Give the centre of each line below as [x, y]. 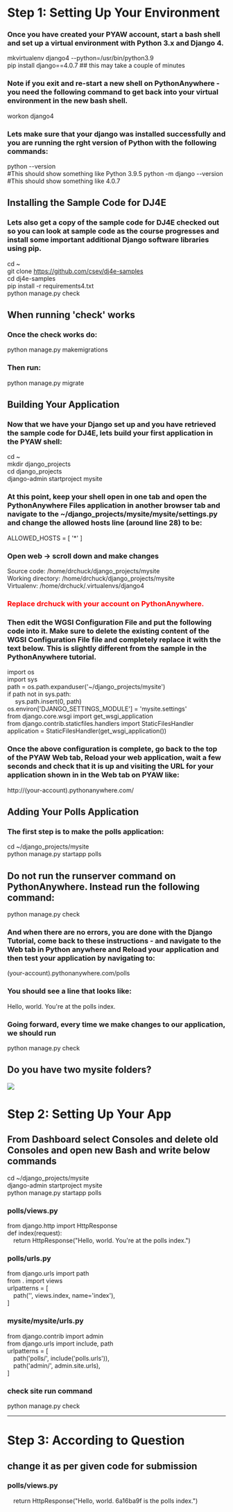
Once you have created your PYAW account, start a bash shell [114, 35]
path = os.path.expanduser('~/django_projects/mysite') [86, 687]
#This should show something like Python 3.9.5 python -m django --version [115, 174]
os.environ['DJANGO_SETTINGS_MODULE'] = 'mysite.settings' [97, 709]
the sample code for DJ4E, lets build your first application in [110, 433]
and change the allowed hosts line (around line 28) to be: [105, 523]
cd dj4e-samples [32, 278]
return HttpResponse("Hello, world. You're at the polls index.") [102, 1241]
